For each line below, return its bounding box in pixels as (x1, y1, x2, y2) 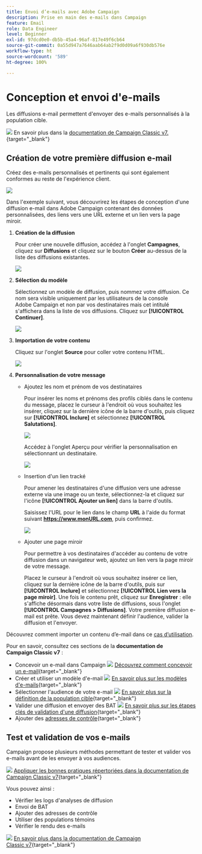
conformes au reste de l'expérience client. (6, 175, 111, 182)
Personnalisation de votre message (14, 372, 106, 379)
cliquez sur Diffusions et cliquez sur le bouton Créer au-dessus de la (14, 248, 187, 255)
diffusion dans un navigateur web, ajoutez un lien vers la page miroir (23, 556, 194, 564)
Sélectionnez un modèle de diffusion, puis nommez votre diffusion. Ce (14, 288, 189, 296)
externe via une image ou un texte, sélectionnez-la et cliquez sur (23, 491, 185, 498)
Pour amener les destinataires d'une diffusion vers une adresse (23, 484, 182, 491)
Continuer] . (14, 314, 45, 321)
